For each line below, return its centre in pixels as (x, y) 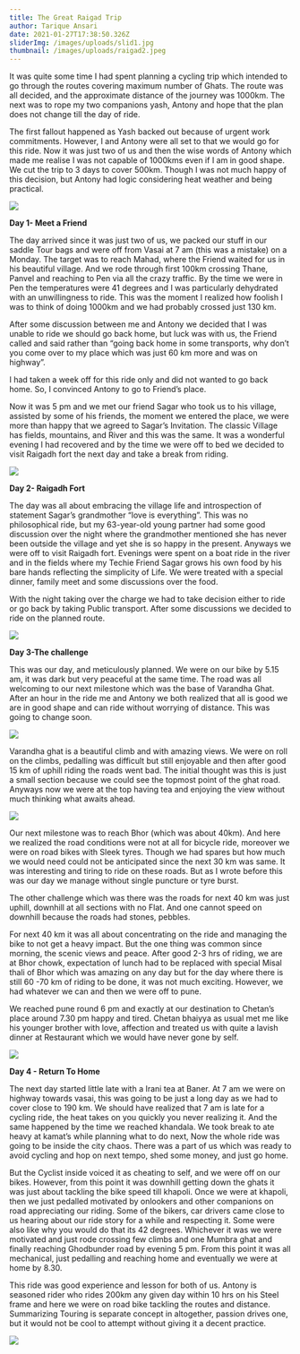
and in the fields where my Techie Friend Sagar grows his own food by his (146, 563)
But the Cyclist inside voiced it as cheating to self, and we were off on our (145, 1173)
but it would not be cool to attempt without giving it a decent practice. (138, 1324)
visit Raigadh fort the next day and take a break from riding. (119, 454)
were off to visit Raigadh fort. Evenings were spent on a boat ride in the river (150, 553)
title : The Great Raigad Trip (66, 17)
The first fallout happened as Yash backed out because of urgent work (140, 132)
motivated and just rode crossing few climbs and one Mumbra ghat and (141, 1239)
